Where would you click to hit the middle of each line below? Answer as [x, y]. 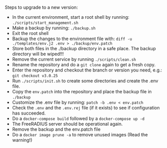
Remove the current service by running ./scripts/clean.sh [74, 59]
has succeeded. [29, 113]
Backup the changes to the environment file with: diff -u [72, 39]
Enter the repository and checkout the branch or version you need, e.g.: [87, 70]
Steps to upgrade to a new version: [41, 7]
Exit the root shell [30, 33]
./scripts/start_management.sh [45, 23]
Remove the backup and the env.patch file [56, 129]
